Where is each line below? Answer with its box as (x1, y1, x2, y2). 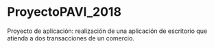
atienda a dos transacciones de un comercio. (7, 34, 135, 42)
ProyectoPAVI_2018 (7, 4, 122, 20)
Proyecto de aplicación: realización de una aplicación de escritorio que (7, 27, 208, 35)
